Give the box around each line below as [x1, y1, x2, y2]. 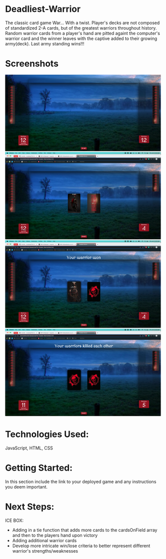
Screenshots [5, 58, 59, 70]
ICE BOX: [5, 517, 24, 523]
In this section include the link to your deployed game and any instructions [5, 479, 157, 484]
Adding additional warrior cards [12, 537, 77, 543]
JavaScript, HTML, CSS [5, 445, 53, 451]
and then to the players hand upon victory [12, 532, 98, 538]
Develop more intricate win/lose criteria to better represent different [12, 543, 151, 549]
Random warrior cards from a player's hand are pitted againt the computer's [5, 30, 161, 36]
